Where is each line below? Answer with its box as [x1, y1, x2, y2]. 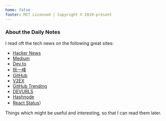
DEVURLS [12, 88, 34, 94]
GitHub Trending [12, 83, 47, 89]
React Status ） [12, 99, 44, 106]
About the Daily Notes [5, 29, 61, 36]
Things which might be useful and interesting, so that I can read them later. [5, 109, 161, 116]
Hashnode [12, 94, 34, 100]
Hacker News [12, 50, 41, 56]
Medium [12, 55, 30, 61]
